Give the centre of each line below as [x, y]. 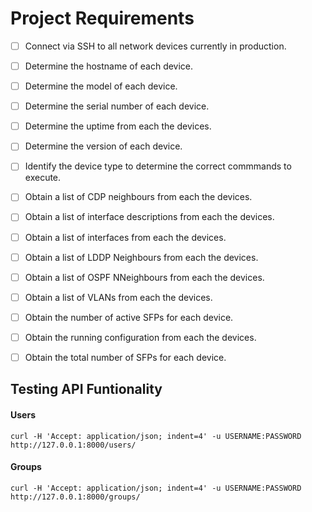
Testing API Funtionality [86, 389]
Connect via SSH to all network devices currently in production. [155, 46]
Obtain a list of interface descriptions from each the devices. [149, 217]
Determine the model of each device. [101, 86]
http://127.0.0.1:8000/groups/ [75, 497]
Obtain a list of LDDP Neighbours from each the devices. [141, 257]
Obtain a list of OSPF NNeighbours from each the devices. [144, 277]
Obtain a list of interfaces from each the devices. [125, 237]
